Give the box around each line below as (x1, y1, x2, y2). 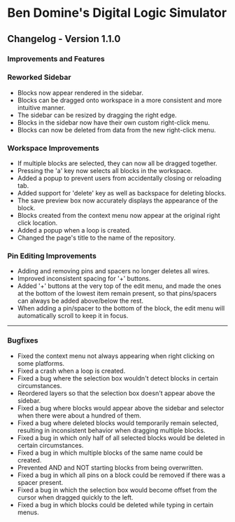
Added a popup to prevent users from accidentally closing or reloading (17, 174, 222, 183)
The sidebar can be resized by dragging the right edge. (17, 111, 177, 119)
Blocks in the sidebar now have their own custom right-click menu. (17, 118, 210, 127)
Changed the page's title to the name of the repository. (17, 233, 176, 242)
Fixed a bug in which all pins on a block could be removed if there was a (17, 471, 226, 479)
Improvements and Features (7, 54, 105, 64)
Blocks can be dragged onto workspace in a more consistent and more (17, 96, 222, 104)
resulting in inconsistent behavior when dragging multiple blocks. (17, 426, 206, 434)
